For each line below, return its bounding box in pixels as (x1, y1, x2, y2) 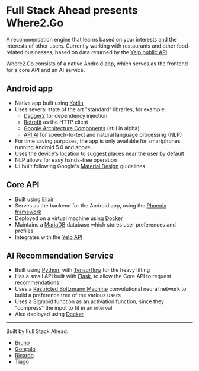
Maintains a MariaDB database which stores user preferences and (14, 221, 176, 228)
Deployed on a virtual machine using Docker (14, 215, 123, 222)
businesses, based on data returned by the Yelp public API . (24, 48, 169, 55)
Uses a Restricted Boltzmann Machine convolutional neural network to (14, 285, 187, 293)
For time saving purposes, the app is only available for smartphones (14, 137, 181, 144)
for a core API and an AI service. (6, 66, 85, 73)
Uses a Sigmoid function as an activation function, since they (14, 298, 165, 305)
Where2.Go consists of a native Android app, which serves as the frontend (6, 60, 188, 67)
